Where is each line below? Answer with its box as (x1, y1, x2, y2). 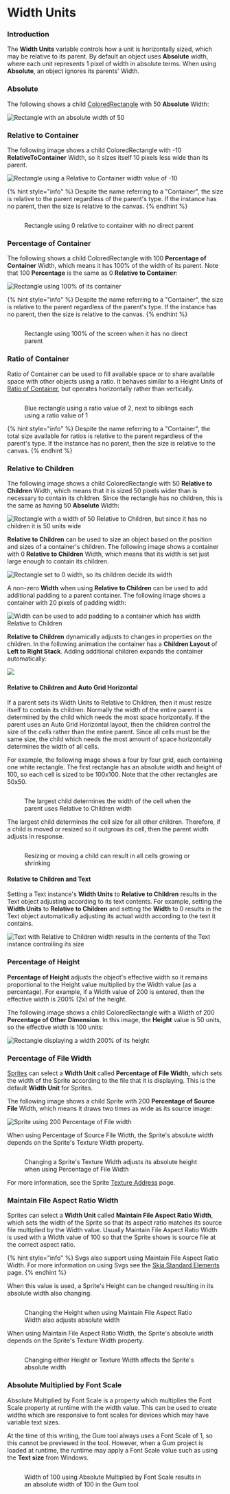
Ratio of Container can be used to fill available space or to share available (7, 370, 215, 378)
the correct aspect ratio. (7, 1241, 76, 1249)
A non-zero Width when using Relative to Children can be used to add (7, 583, 208, 592)
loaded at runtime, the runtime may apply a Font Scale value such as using (7, 1446, 218, 1454)
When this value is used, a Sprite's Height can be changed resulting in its (7, 1282, 214, 1290)
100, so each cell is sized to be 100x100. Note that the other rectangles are (7, 770, 218, 779)
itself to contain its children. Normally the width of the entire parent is (7, 706, 203, 714)
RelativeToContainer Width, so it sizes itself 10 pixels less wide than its (7, 154, 209, 162)
